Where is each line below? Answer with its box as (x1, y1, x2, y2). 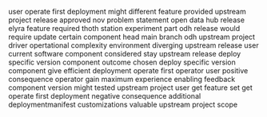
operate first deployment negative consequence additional (8, 92, 201, 100)
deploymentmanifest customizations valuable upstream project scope (8, 99, 238, 109)
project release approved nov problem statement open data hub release (8, 15, 245, 25)
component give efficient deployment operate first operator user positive (8, 66, 249, 75)
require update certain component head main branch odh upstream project (8, 32, 256, 41)
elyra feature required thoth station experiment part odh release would (8, 24, 241, 33)
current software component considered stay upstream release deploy (8, 49, 241, 58)
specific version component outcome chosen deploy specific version (8, 57, 236, 67)
